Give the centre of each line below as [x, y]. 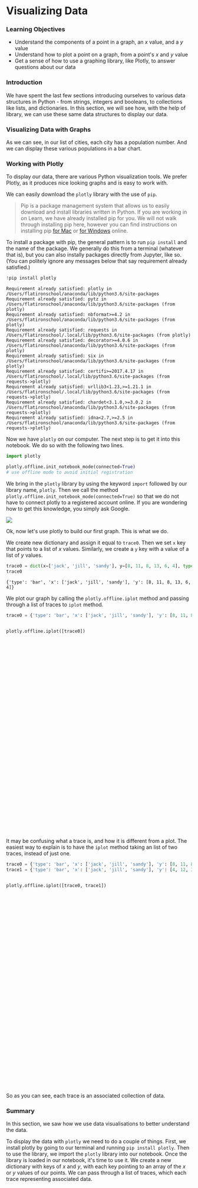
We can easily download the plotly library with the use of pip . [82, 194]
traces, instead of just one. [39, 854]
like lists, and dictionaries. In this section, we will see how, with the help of [96, 108]
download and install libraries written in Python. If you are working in [104, 212]
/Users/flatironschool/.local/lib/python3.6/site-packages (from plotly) [99, 335]
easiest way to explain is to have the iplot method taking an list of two [92, 847]
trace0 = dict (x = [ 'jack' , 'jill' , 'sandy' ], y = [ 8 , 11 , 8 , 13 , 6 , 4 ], [93, 566]
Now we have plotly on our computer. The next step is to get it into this [93, 439]
